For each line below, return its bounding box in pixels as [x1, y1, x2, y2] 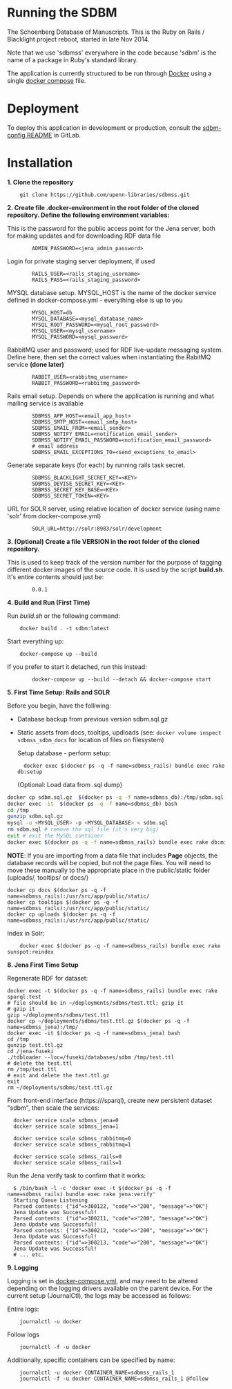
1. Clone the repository [7, 178, 74, 186]
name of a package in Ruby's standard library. [7, 55, 138, 64]
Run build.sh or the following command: [7, 612, 121, 620]
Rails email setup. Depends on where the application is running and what [7, 392, 214, 400]
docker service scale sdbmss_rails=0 [13, 1153, 122, 1160]
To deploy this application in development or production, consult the [7, 123, 202, 132]
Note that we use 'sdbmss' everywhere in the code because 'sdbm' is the [7, 48, 217, 57]
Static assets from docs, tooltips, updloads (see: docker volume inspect [17, 728, 222, 737]
